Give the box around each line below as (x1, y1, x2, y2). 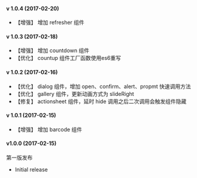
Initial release (14, 166, 48, 173)
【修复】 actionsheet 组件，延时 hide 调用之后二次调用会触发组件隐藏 (14, 98, 187, 105)
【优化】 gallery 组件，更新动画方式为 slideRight (14, 90, 135, 97)
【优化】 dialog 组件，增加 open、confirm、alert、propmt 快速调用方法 (14, 83, 192, 90)
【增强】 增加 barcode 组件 (14, 126, 83, 133)
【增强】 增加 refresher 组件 (14, 19, 85, 26)
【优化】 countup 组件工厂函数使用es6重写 (14, 55, 122, 62)
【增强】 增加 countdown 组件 (14, 47, 90, 54)
